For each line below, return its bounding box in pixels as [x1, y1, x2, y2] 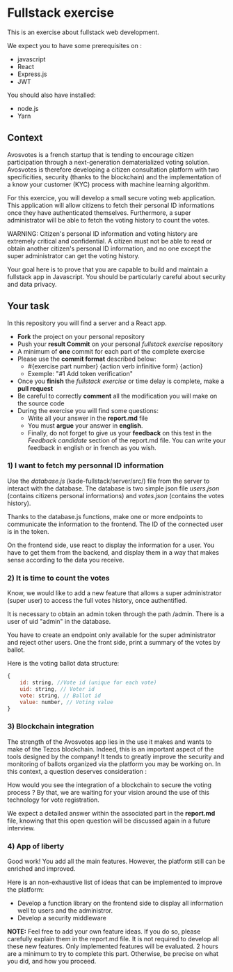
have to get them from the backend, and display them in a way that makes [7, 548, 219, 556]
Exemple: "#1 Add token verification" [27, 369, 134, 377]
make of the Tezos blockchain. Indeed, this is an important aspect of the [7, 745, 214, 753]
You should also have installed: [7, 91, 96, 99]
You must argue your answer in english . [27, 421, 143, 430]
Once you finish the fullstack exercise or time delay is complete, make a [17, 377, 225, 385]
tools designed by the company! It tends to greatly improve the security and [7, 752, 225, 761]
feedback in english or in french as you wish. [27, 443, 156, 451]
